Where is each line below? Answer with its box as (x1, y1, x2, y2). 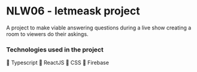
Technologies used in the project (6, 45, 104, 53)
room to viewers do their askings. (6, 30, 89, 37)
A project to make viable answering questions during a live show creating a (6, 24, 192, 31)
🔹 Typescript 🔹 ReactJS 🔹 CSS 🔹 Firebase (6, 59, 110, 67)
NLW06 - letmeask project (6, 4, 140, 18)
